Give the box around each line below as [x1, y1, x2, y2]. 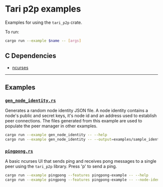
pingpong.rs [5, 148, 33, 154]
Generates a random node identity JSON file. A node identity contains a [5, 108, 148, 114]
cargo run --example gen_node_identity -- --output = [5, 137, 114, 142]
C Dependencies [5, 52, 57, 60]
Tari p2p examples [5, 3, 81, 15]
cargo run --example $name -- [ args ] [5, 38, 81, 43]
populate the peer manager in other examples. [5, 123, 98, 129]
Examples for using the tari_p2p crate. [5, 19, 82, 25]
